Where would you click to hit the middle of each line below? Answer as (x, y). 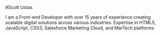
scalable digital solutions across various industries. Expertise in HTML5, (81, 23)
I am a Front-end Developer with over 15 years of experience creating (78, 17)
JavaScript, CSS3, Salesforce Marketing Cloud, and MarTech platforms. (80, 28)
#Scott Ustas (19, 7)
